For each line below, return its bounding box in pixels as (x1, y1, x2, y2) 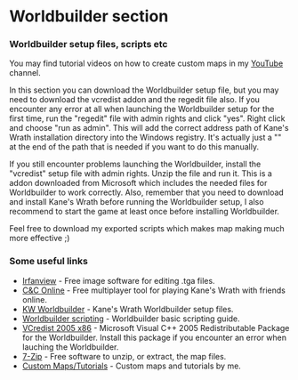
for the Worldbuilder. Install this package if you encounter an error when (21, 332, 287, 343)
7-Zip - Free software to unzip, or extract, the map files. (21, 351, 227, 361)
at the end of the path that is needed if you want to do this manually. (9, 141, 260, 152)
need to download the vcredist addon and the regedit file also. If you (9, 94, 261, 105)
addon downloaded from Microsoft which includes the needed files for (9, 178, 268, 189)
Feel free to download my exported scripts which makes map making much (9, 223, 285, 234)
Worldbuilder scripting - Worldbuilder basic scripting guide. (21, 313, 240, 324)
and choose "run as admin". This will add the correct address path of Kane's (9, 123, 289, 133)
